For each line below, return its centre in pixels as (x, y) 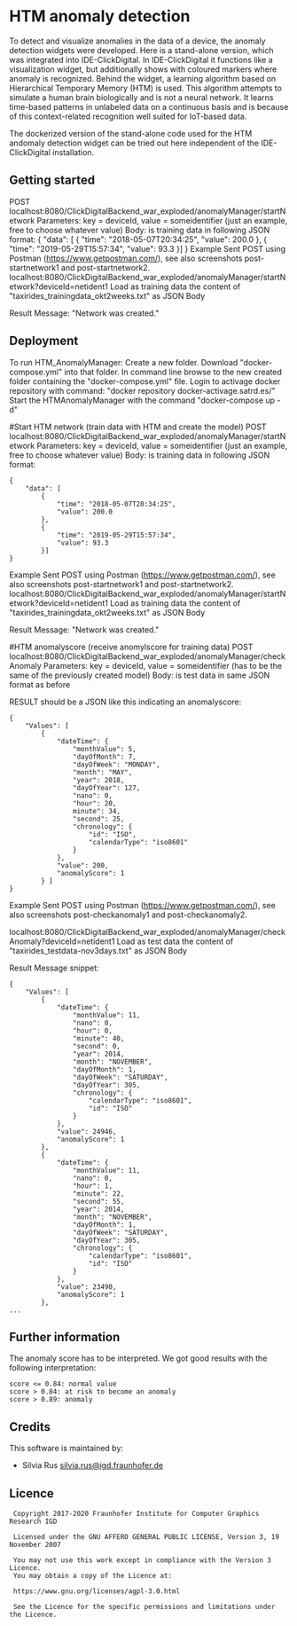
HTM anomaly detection (100, 16)
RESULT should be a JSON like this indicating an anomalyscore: (125, 702)
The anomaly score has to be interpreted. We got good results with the (138, 1358)
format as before (40, 684)
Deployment (44, 341)
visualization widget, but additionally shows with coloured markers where (143, 69)
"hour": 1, (93, 1186)
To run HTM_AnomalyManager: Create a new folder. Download (124, 362)
